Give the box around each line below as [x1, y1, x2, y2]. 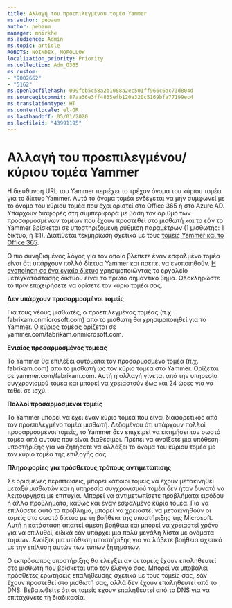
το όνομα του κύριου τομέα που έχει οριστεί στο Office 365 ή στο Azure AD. [7, 202, 225, 210]
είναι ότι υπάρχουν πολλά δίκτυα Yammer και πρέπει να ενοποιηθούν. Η [7, 259, 216, 267]
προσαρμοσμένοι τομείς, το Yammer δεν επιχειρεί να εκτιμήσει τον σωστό [7, 428, 221, 436]
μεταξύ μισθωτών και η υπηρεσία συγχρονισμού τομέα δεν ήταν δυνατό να [7, 484, 225, 492]
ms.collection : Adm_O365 [7, 62, 79, 69]
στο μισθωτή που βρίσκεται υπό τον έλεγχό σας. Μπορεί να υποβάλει [7, 564, 208, 572]
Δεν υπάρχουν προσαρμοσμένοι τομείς [7, 295, 125, 303]
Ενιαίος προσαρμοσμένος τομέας [7, 343, 107, 352]
